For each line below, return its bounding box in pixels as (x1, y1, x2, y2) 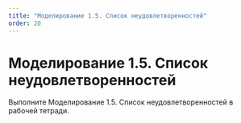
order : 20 (8, 19, 42, 27)
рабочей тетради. (8, 106, 70, 116)
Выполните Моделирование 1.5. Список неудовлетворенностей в (8, 97, 234, 107)
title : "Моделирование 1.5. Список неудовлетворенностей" (8, 11, 207, 20)
